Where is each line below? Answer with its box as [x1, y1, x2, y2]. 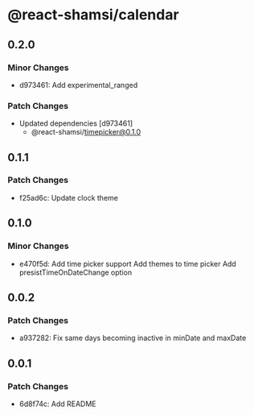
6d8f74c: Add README [18, 399, 97, 409]
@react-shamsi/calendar [7, 6, 179, 24]
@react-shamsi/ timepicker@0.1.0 [31, 127, 141, 137]
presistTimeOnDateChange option [18, 268, 133, 277]
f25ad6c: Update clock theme [18, 193, 118, 202]
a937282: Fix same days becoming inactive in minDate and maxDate [18, 333, 247, 343]
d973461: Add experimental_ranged [18, 80, 138, 89]
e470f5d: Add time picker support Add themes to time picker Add [18, 259, 236, 268]
